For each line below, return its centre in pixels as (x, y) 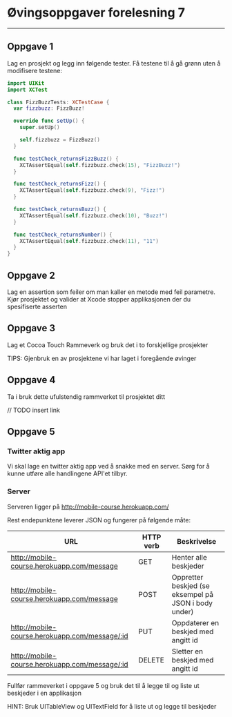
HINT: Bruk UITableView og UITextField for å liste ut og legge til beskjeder (112, 706)
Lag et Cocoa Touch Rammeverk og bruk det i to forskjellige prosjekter (108, 345)
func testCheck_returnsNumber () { (63, 235)
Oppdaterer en (195, 622)
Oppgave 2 (31, 275)
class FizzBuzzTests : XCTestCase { (58, 102)
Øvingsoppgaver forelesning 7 (96, 13)
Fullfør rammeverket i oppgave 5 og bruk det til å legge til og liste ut (103, 685)
